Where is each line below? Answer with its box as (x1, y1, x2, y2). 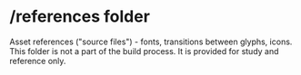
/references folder (9, 6, 150, 27)
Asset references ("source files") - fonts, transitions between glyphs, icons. (9, 36, 293, 47)
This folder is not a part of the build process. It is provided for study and (9, 45, 279, 56)
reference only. (9, 55, 66, 66)
